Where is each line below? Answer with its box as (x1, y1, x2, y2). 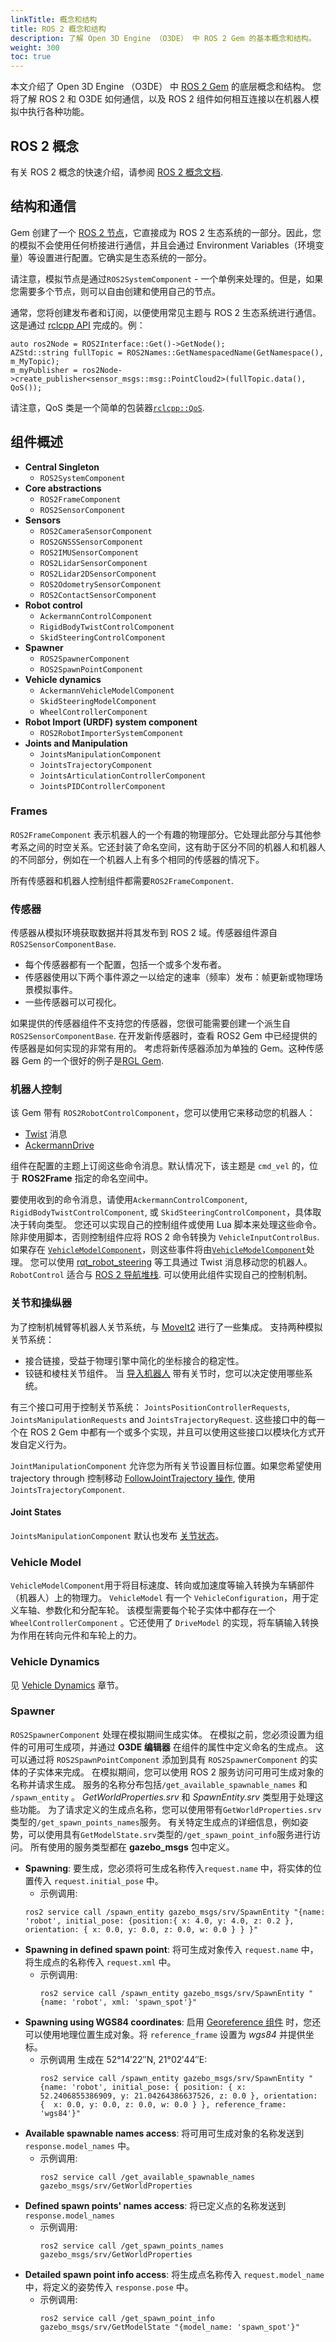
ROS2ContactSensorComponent (39, 590, 157, 600)
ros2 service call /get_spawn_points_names (39, 2241, 225, 2251)
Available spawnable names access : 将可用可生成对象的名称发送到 (24, 2127, 305, 2139)
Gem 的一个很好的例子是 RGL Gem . (21, 1055, 164, 1067)
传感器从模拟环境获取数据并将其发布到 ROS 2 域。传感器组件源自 (10, 927, 278, 939)
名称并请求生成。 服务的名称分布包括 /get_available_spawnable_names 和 (10, 1778, 308, 1790)
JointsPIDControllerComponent (39, 781, 167, 791)
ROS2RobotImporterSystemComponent (39, 728, 184, 738)
